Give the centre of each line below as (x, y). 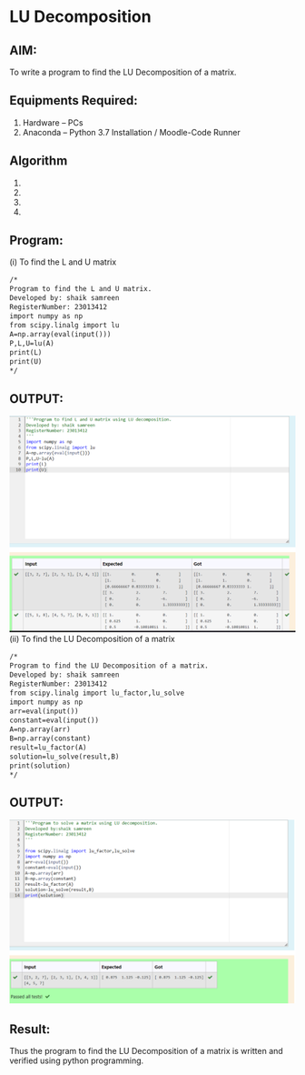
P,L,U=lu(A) (32, 344)
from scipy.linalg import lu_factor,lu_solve (97, 693)
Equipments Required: (74, 100)
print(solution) (40, 766)
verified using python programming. (77, 1060)
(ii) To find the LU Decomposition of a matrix (92, 638)
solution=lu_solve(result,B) (64, 757)
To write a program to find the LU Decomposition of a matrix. (123, 72)
